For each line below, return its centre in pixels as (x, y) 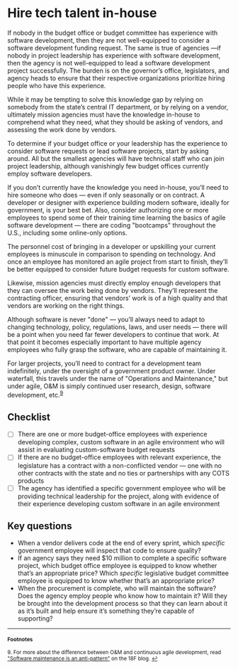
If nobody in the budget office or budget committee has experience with (113, 33)
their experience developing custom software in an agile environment (119, 503)
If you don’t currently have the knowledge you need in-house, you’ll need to (118, 187)
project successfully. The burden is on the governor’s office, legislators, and (118, 70)
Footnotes (20, 639)
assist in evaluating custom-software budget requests (96, 450)
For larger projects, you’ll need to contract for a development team (104, 363)
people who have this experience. (57, 85)
